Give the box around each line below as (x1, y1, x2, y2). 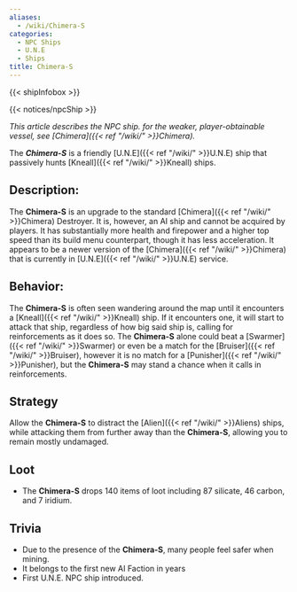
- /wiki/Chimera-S (17, 21, 86, 30)
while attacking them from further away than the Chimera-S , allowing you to (9, 427, 288, 438)
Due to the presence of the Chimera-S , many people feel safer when (21, 544, 274, 555)
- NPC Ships (17, 37, 62, 47)
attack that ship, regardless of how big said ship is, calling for (9, 321, 233, 332)
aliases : (9, 12, 42, 22)
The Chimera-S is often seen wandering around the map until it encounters (9, 302, 285, 313)
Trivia (9, 520, 42, 536)
